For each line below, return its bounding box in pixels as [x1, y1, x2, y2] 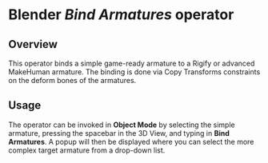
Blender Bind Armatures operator [8, 6, 234, 24]
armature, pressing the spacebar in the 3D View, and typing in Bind [8, 128, 230, 137]
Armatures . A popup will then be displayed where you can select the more [8, 137, 254, 146]
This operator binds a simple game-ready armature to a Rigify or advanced [8, 58, 255, 68]
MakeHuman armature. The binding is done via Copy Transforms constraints [8, 67, 261, 77]
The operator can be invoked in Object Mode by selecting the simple [8, 120, 235, 129]
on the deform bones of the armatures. [8, 76, 137, 85]
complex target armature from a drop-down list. [8, 145, 166, 155]
